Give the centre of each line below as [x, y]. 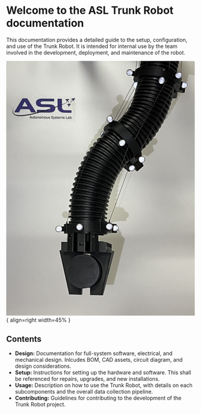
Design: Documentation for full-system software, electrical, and [94, 353]
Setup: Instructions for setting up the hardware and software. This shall [103, 373]
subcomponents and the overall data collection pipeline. [84, 392]
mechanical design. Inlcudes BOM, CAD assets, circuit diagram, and [99, 360]
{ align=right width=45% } [38, 320]
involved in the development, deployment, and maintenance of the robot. [96, 52]
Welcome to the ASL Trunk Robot [90, 10]
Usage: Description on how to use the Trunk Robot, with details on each [103, 385]
